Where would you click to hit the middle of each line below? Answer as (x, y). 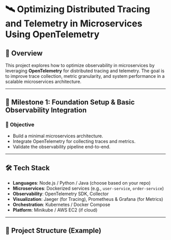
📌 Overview (24, 53)
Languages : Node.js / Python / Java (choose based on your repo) (82, 183)
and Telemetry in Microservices (74, 24)
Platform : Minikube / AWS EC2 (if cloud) (55, 210)
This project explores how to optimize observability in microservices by (80, 65)
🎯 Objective (20, 125)
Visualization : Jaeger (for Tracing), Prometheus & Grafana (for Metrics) (88, 199)
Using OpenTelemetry (52, 34)
